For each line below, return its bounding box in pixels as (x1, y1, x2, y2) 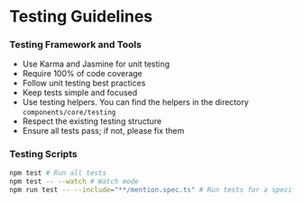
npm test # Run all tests (9, 168, 106, 177)
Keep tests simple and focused (22, 87, 138, 98)
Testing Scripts (9, 148, 78, 161)
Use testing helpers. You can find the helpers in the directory (22, 97, 250, 108)
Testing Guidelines (9, 6, 153, 27)
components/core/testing (22, 108, 116, 118)
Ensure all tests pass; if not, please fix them (22, 126, 185, 137)
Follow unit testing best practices (22, 78, 146, 89)
